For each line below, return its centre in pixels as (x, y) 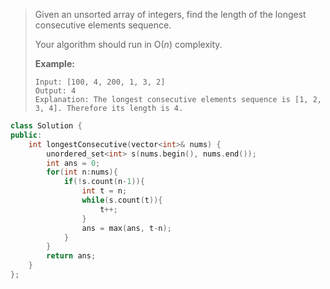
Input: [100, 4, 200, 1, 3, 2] (100, 82)
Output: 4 (55, 91)
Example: (54, 63)
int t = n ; (104, 191)
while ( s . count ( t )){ (122, 200)
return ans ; (71, 256)
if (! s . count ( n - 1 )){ (104, 182)
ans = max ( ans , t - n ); (126, 228)
